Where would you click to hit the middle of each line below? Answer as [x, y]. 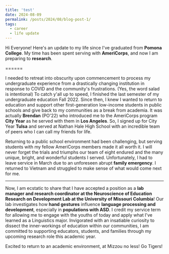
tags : [11, 24]
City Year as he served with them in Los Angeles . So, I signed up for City [81, 121]
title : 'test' [20, 10]
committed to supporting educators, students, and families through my [78, 231]
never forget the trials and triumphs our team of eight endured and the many [84, 152]
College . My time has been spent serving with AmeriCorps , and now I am [82, 53]
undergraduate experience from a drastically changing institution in [75, 83]
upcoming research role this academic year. [51, 236]
